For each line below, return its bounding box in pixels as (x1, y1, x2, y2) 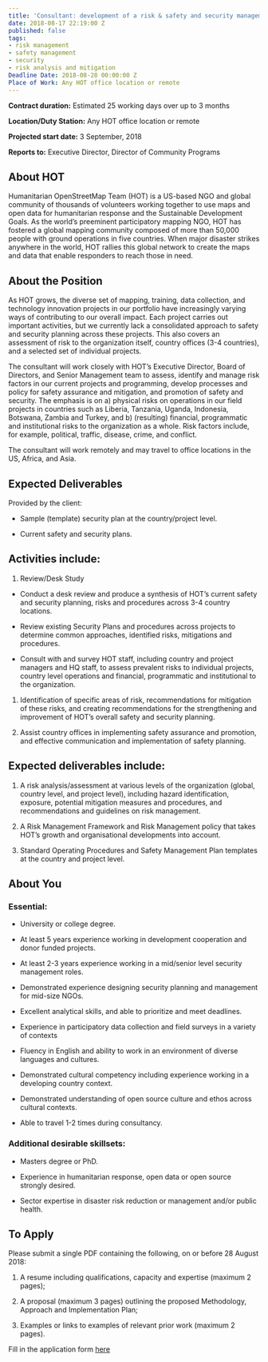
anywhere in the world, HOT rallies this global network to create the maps (8, 242, 250, 252)
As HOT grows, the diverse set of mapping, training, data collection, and (8, 295, 246, 305)
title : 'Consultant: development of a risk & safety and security (8, 11, 234, 20)
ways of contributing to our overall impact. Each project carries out (8, 313, 229, 322)
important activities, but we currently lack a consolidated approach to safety (8, 321, 259, 330)
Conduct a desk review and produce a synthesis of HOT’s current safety (19, 589, 258, 598)
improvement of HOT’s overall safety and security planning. (19, 712, 215, 721)
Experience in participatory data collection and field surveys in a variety (19, 1022, 257, 1032)
